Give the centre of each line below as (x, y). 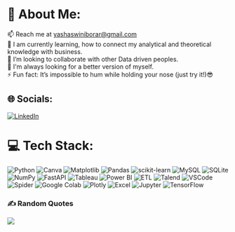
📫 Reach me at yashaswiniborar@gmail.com (72, 34)
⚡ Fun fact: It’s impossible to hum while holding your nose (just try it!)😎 (110, 74)
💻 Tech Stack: (51, 145)
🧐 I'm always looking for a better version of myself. (81, 67)
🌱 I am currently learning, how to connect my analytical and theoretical (109, 44)
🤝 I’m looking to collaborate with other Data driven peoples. (93, 59)
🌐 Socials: (30, 99)
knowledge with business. (45, 51)
